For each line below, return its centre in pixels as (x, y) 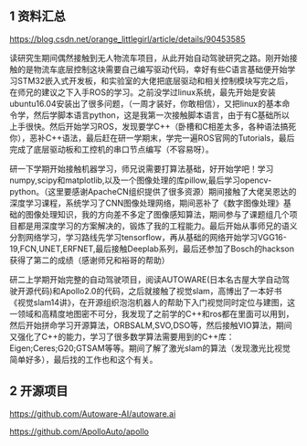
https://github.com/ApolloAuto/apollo (79, 431)
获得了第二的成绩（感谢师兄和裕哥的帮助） (90, 260)
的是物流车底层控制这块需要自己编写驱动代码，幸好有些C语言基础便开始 (152, 69)
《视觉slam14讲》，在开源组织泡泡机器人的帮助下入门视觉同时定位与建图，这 (153, 302)
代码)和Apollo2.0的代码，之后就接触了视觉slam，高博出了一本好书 (158, 291)
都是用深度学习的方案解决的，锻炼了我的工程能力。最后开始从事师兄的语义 (157, 226)
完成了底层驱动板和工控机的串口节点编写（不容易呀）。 (111, 149)
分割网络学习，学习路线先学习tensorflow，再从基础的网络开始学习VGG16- (148, 237)
